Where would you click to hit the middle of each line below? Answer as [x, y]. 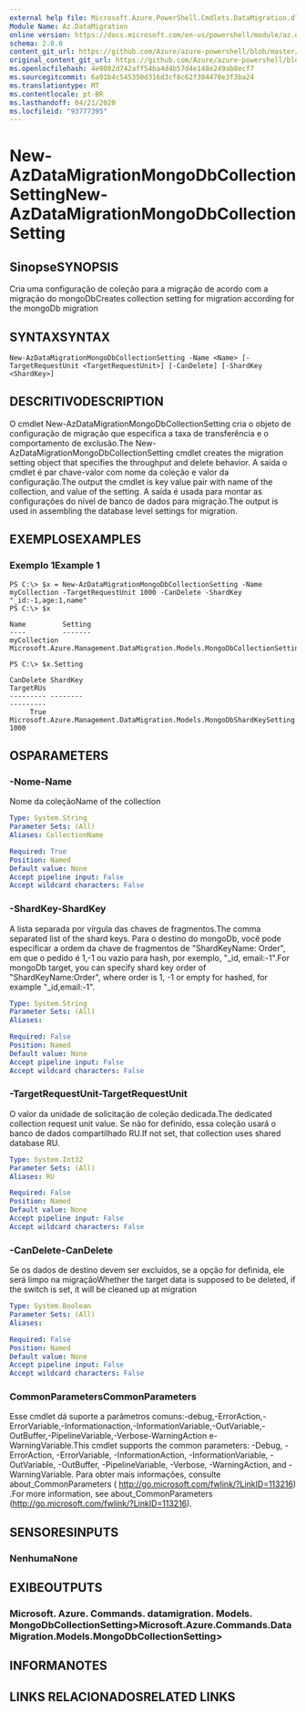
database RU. [35, 1142]
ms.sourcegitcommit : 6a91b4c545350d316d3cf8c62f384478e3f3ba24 [132, 77]
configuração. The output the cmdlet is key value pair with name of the [141, 482]
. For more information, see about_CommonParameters [111, 1494]
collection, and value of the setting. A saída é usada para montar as [136, 491]
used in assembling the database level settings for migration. [124, 510]
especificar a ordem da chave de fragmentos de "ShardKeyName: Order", [148, 948]
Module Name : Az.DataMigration [69, 26]
